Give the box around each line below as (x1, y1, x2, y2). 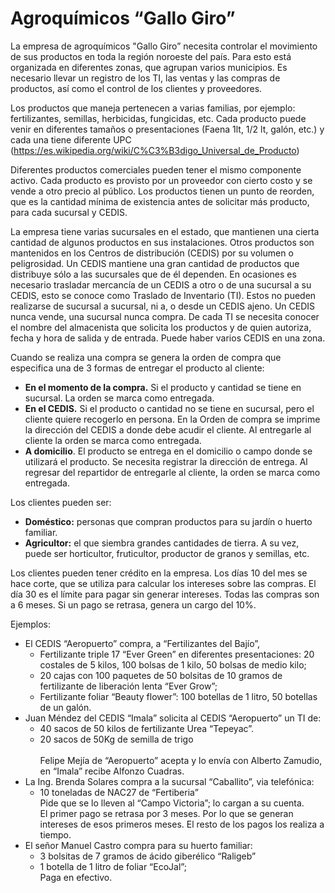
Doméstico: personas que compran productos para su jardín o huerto (24, 515, 313, 527)
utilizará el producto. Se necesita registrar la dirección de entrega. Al (24, 455, 308, 467)
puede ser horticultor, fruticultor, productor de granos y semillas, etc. (24, 547, 310, 559)
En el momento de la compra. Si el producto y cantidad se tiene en (24, 381, 302, 393)
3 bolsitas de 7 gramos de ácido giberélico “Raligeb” (39, 850, 257, 862)
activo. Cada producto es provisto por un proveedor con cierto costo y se (10, 174, 313, 186)
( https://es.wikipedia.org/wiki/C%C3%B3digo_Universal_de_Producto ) (10, 144, 300, 156)
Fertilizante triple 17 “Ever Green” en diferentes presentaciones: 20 (39, 648, 315, 660)
